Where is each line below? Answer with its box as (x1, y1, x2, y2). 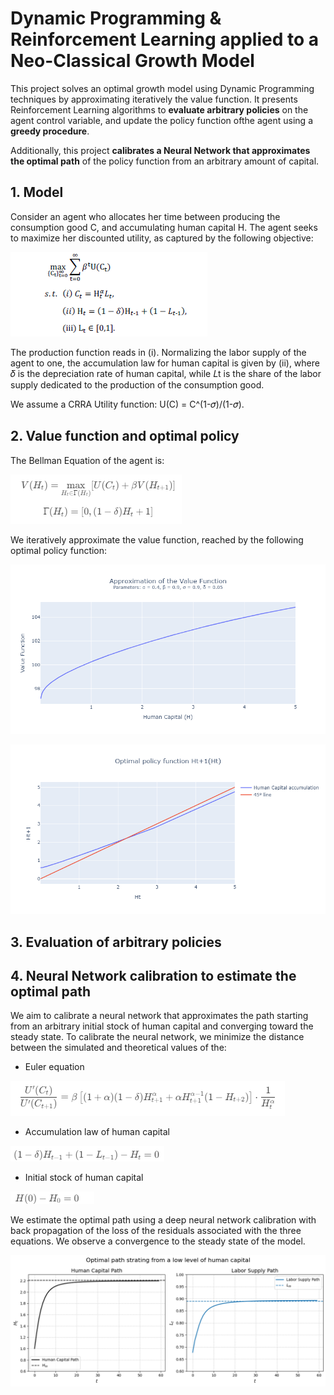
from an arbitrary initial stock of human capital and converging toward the (10, 1020, 314, 1032)
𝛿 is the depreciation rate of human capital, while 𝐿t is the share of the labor (10, 367, 322, 379)
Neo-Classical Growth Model (10, 50, 255, 72)
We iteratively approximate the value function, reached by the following (10, 533, 304, 546)
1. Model (10, 184, 64, 201)
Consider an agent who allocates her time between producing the (10, 210, 281, 222)
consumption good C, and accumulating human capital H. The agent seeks (10, 221, 318, 233)
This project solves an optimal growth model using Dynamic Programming (10, 82, 315, 94)
